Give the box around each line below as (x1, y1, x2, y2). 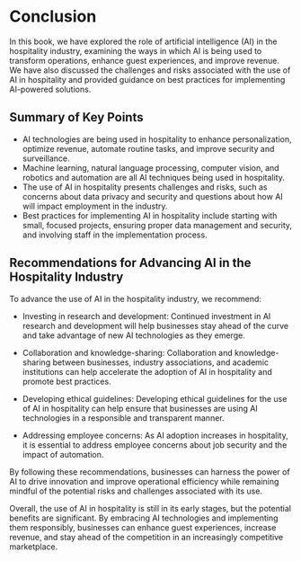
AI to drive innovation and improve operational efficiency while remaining (9, 476, 279, 486)
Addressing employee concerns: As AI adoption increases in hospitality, (22, 430, 289, 441)
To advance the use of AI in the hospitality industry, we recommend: (9, 293, 262, 304)
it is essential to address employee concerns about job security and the (22, 439, 288, 450)
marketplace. (9, 541, 58, 552)
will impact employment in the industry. (22, 200, 168, 211)
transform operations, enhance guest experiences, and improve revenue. (9, 55, 280, 66)
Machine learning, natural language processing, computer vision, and (22, 162, 280, 173)
